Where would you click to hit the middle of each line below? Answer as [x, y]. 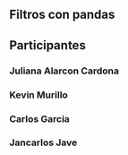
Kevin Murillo [39, 95]
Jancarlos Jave [43, 142]
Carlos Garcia [39, 118]
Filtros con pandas [62, 15]
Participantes [48, 45]
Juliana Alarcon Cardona [64, 71]
